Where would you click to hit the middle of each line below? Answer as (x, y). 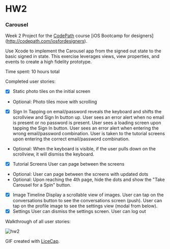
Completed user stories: (31, 81)
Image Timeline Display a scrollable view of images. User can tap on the (88, 195)
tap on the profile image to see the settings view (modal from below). (85, 206)
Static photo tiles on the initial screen (51, 91)
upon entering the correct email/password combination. (71, 139)
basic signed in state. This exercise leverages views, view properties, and (82, 56)
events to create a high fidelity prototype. (49, 62)
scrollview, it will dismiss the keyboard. (53, 154)
